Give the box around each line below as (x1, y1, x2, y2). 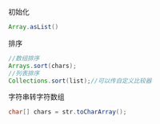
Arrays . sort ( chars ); (8, 62, 78, 70)
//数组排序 (8, 54, 40, 62)
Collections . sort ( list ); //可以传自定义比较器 (8, 77, 152, 85)
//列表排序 (8, 69, 40, 78)
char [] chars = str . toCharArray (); (8, 108, 127, 116)
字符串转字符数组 (8, 92, 65, 102)
